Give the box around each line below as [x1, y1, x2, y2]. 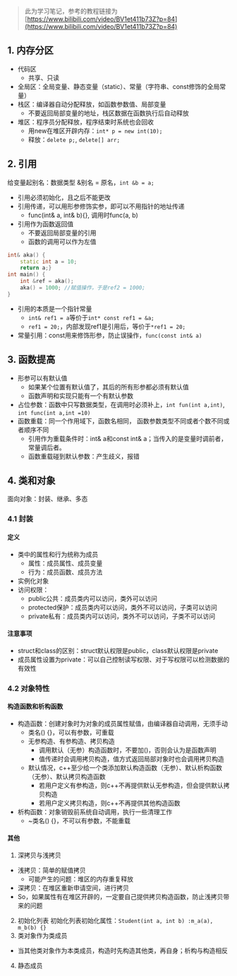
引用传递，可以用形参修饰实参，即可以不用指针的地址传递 [17, 201, 185, 211]
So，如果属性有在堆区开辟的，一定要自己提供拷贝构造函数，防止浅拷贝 [17, 893, 224, 901]
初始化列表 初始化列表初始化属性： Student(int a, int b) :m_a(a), [17, 917, 214, 925]
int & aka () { [7, 251, 46, 259]
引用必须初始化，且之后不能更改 [17, 193, 111, 201]
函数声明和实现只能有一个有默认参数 [28, 392, 134, 400]
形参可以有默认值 [17, 374, 68, 382]
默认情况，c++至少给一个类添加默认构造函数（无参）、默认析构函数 [28, 763, 223, 772]
